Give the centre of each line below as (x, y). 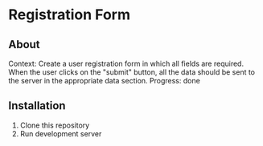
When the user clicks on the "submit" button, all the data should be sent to (132, 72)
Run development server (61, 133)
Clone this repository (55, 125)
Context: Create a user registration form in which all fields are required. (126, 63)
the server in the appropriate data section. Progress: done (105, 81)
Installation (37, 106)
